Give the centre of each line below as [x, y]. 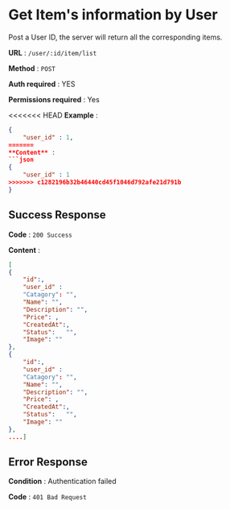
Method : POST [32, 68]
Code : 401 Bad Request [47, 497]
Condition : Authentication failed [62, 482]
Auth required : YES [42, 84]
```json [21, 160]
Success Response [57, 215]
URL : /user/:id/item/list [53, 52]
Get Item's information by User [113, 15]
